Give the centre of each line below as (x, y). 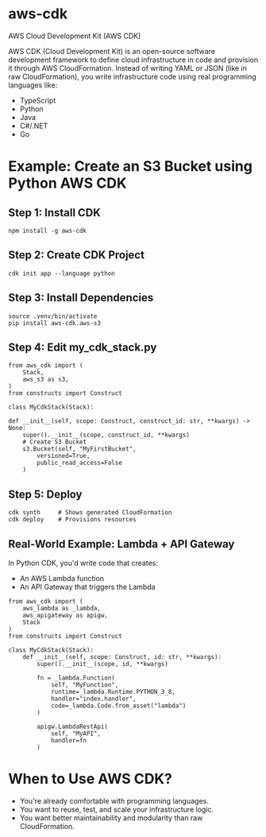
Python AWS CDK (67, 183)
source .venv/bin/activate (53, 316)
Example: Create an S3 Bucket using (130, 167)
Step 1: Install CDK (54, 213)
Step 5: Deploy (45, 494)
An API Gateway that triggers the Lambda (88, 587)
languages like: (33, 85)
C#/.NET (34, 126)
